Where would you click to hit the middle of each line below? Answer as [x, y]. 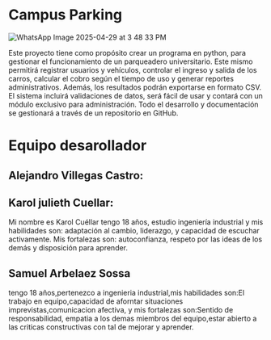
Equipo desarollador [78, 146]
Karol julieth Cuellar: [61, 202]
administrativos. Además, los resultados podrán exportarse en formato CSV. [135, 87]
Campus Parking [66, 15]
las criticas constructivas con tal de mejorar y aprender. [101, 327]
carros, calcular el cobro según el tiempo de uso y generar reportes [121, 78]
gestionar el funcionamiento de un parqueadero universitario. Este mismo [131, 61]
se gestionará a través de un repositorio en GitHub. [93, 113]
